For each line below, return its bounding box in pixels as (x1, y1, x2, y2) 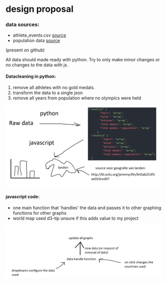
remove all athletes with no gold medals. (12, 84, 95, 90)
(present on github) (5, 47, 45, 53)
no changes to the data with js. (5, 62, 69, 68)
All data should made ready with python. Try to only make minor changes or (5, 57, 160, 63)
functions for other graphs (12, 210, 67, 216)
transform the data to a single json (12, 90, 83, 95)
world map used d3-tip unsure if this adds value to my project (12, 215, 139, 221)
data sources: (5, 21, 40, 28)
